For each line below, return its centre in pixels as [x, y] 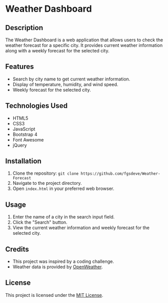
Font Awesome [28, 140]
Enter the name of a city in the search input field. [64, 217]
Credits [17, 249]
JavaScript [24, 129]
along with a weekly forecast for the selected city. [57, 51]
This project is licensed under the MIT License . [54, 295]
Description [24, 28]
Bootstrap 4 [25, 134]
